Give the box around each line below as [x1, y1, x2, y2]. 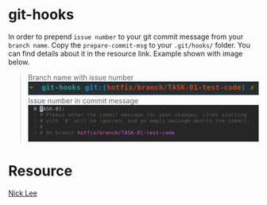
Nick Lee [8, 188, 37, 198]
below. [8, 57, 30, 67]
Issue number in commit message [27, 96, 139, 106]
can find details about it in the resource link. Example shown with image [8, 48, 243, 58]
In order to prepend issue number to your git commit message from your [8, 32, 244, 41]
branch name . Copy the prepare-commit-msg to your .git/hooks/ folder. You [8, 40, 250, 49]
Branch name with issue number [27, 72, 134, 82]
